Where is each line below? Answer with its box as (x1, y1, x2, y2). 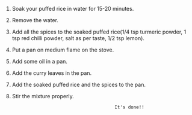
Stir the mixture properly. (11, 93, 74, 99)
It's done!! (114, 104, 144, 110)
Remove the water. (11, 17, 59, 23)
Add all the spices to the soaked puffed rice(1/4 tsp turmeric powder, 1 (11, 28, 187, 35)
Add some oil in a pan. (11, 58, 68, 65)
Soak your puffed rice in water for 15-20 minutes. (11, 5, 134, 12)
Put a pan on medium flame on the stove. (11, 46, 114, 53)
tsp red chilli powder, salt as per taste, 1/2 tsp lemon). (11, 35, 144, 41)
